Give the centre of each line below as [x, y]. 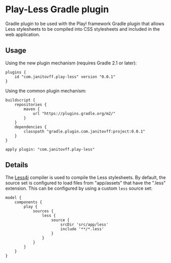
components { [28, 202]
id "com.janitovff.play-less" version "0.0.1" [65, 77]
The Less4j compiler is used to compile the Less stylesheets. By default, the [86, 177]
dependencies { [31, 127]
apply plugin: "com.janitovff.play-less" [50, 149]
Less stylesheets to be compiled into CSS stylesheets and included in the [83, 29]
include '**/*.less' [82, 229]
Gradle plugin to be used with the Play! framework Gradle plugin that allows [85, 24]
